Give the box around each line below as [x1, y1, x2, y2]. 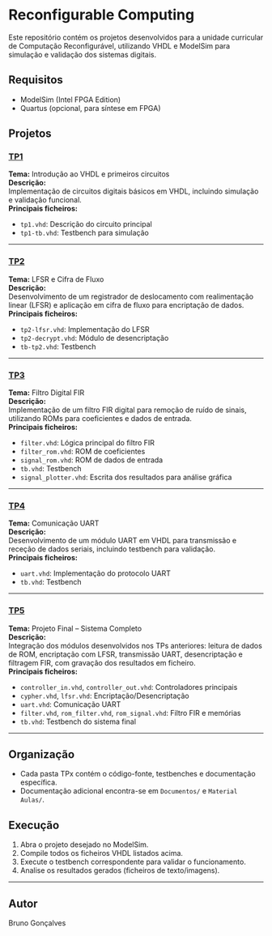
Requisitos [8, 73, 63, 87]
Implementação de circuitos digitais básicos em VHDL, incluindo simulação [8, 186, 259, 196]
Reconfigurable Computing [8, 6, 195, 24]
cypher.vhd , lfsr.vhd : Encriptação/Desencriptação [19, 691, 189, 700]
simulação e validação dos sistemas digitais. [8, 49, 156, 59]
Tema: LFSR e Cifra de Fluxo [8, 274, 104, 284]
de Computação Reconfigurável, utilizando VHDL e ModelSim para [8, 40, 231, 50]
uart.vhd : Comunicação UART [19, 699, 121, 709]
